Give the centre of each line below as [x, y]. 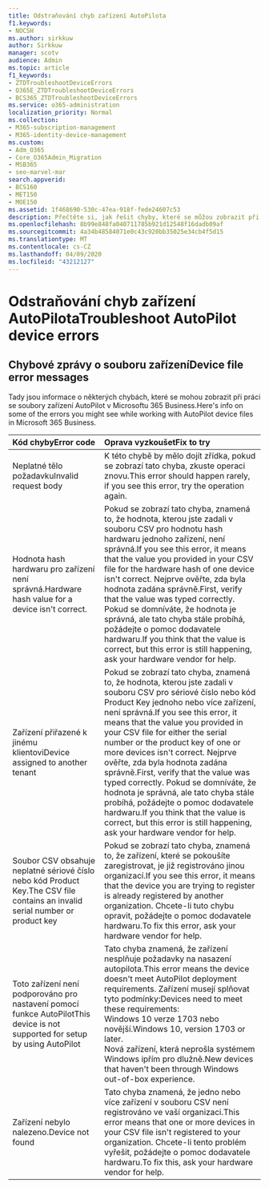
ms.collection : [34, 120]
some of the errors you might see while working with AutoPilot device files [131, 414]
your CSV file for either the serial [165, 732]
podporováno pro [45, 993]
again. [115, 495]
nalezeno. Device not [51, 1132]
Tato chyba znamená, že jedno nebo [172, 1092]
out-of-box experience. [149, 1079]
